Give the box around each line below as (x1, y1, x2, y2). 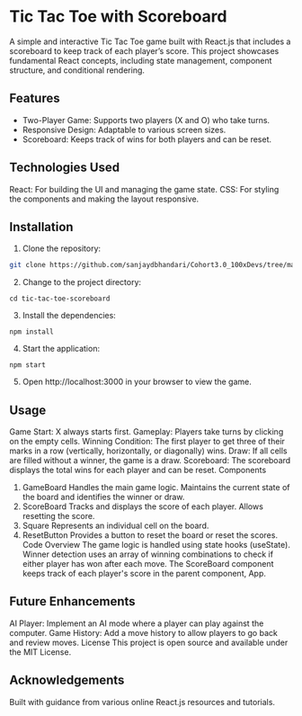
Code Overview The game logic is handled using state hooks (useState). (22, 540, 290, 550)
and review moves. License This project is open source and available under (9, 637, 289, 648)
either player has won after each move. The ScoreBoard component (22, 559, 274, 569)
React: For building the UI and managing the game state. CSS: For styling (9, 183, 280, 194)
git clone (9, 261, 47, 270)
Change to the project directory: (22, 277, 142, 288)
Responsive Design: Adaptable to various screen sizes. (22, 124, 226, 135)
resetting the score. (22, 511, 95, 522)
